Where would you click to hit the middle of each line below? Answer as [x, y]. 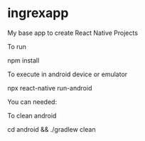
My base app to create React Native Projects [73, 33]
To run [17, 46]
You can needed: [32, 102]
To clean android [32, 115]
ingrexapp [38, 13]
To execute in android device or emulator [68, 74]
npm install [23, 60]
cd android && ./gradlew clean [52, 129]
